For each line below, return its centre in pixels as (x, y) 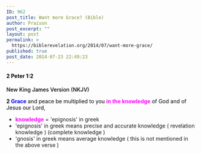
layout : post (23, 34)
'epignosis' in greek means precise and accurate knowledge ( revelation (105, 126)
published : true (27, 51)
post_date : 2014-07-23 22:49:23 (47, 57)
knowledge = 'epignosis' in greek (57, 119)
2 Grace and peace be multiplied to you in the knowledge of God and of (96, 101)
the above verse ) (37, 145)
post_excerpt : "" (28, 29)
